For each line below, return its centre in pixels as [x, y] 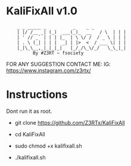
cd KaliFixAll [30, 134]
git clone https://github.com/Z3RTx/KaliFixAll [70, 122]
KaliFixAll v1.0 [42, 11]
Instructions [37, 95]
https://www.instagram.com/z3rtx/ [49, 70]
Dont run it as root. [29, 111]
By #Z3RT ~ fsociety [58, 53]
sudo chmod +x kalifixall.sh [48, 146]
